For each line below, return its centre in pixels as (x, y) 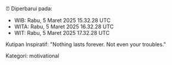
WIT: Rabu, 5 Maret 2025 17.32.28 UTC (62, 33)
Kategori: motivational (32, 56)
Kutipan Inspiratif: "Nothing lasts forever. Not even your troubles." (86, 44)
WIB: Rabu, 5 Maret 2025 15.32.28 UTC (62, 20)
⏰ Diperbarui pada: (29, 9)
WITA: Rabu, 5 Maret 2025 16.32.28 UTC (64, 27)
